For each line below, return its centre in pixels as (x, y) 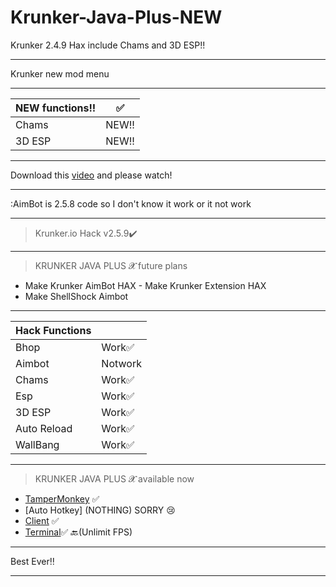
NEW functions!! (56, 108)
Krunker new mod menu (60, 73)
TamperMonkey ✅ (62, 498)
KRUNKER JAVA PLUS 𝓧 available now (114, 478)
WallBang (37, 444)
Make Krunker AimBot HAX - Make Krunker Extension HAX (145, 285)
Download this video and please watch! (91, 175)
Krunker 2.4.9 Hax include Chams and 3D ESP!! (108, 45)
